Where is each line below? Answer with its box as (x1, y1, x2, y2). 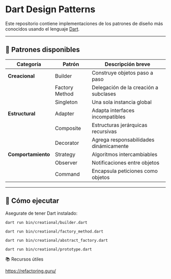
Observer (55, 159, 78, 166)
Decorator (55, 139, 79, 146)
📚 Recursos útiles (5, 256, 44, 262)
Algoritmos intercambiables (91, 150, 158, 158)
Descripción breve (104, 60, 151, 67)
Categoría (16, 60, 42, 67)
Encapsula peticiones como (91, 167, 158, 174)
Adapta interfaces (91, 107, 135, 114)
